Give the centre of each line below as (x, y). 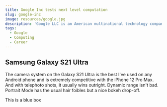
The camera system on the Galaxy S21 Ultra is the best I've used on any (79, 74)
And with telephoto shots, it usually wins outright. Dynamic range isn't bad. (82, 85)
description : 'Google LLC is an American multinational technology (77, 24)
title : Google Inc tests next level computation (56, 10)
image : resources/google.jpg (35, 19)
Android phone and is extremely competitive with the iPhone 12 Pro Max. (80, 80)
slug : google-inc (23, 14)
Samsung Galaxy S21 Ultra (47, 62)
